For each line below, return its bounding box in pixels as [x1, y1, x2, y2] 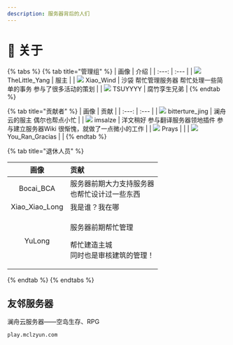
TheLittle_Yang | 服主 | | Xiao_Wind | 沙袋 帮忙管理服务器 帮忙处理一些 [7, 76, 217, 84]
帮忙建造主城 [69, 239, 113, 249]
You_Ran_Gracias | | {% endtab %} [7, 132, 107, 141]
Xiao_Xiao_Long [10, 202, 64, 211]
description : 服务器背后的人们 [7, 10, 90, 17]
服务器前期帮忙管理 [69, 222, 134, 232]
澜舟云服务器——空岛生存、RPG [7, 318, 100, 326]
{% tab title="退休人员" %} [7, 146, 84, 155]
